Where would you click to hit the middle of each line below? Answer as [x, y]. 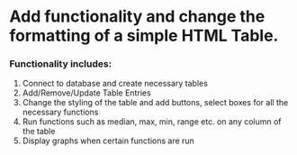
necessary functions [60, 112]
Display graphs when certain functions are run [108, 141]
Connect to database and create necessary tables [115, 84]
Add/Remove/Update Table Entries [86, 93]
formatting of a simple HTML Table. [144, 36]
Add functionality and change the [137, 17]
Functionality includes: [61, 64]
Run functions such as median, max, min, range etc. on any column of [152, 122]
